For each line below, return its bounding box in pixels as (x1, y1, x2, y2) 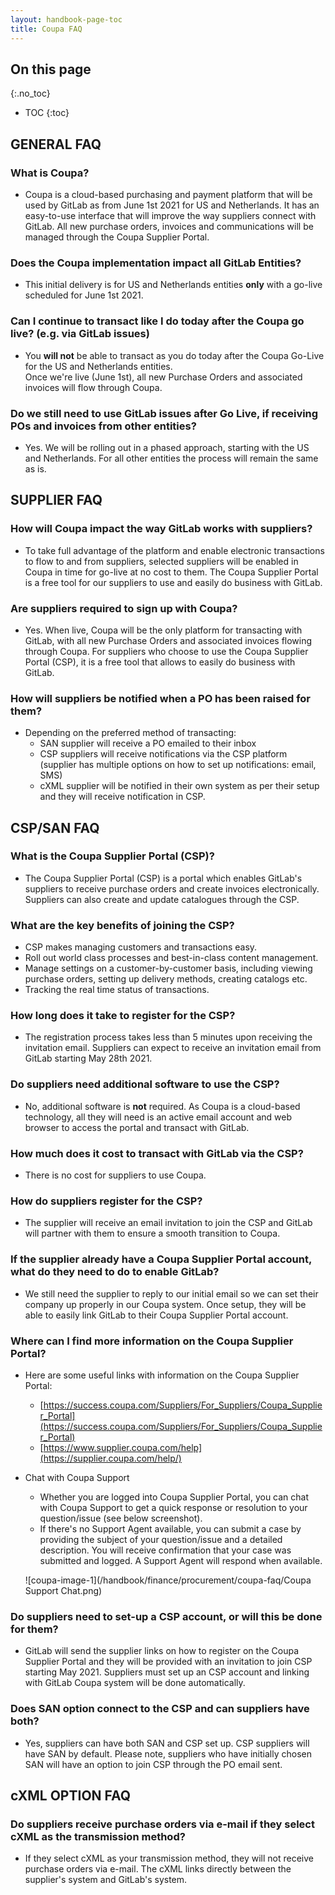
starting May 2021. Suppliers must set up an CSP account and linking (24, 1666, 310, 1678)
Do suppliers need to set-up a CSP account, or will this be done (10, 1609, 323, 1623)
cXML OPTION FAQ (10, 1787, 132, 1804)
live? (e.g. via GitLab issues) (10, 327, 150, 341)
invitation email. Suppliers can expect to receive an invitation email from (24, 1042, 322, 1054)
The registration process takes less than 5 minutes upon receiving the (24, 1031, 313, 1043)
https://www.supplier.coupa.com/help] (43, 1441, 203, 1453)
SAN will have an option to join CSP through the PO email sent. (24, 1758, 283, 1770)
